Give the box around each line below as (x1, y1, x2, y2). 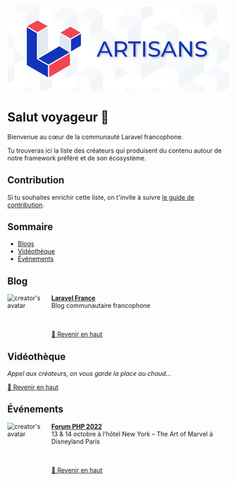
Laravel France (51, 294, 96, 302)
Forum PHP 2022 (51, 422, 102, 430)
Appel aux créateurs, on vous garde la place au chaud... (7, 369, 171, 377)
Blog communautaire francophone (51, 302, 151, 310)
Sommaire (7, 220, 54, 232)
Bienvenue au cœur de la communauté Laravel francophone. (7, 132, 184, 141)
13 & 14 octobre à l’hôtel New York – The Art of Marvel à (51, 429, 213, 438)
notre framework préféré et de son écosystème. (7, 153, 147, 162)
